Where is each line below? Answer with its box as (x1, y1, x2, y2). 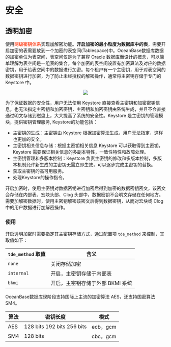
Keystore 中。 (5, 80, 34, 85)
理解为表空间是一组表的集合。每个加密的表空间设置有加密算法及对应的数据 (9, 60, 166, 66)
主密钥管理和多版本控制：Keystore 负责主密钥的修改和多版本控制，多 (12, 155, 158, 161)
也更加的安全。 (12, 136, 44, 142)
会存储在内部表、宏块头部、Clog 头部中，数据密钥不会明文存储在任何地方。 (5, 192, 164, 197)
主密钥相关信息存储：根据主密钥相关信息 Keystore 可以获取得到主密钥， (12, 142, 163, 148)
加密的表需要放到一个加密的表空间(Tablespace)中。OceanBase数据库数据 (9, 47, 164, 54)
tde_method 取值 (8, 251, 46, 258)
